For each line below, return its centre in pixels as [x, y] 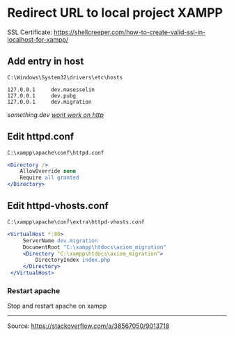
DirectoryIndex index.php [73, 260]
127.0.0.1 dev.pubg [42, 95]
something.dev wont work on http [56, 115]
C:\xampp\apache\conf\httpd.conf [56, 152]
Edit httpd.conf [41, 137]
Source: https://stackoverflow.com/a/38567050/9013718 [88, 326]
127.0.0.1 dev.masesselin [51, 89]
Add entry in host [46, 62]
